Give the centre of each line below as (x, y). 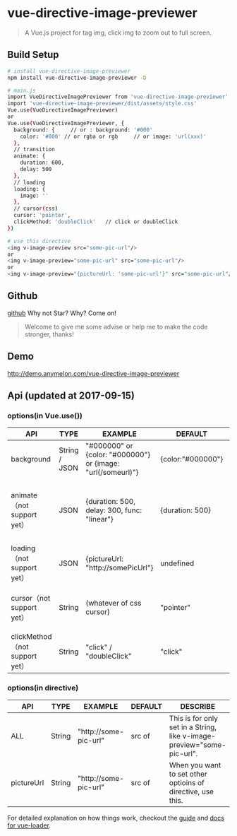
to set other (188, 774)
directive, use (191, 791)
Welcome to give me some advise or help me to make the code (116, 326)
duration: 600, (42, 163)
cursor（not (31, 599)
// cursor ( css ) (36, 209)
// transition (34, 150)
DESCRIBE (198, 706)
